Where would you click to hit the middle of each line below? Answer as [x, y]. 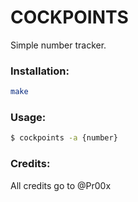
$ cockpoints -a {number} [64, 138]
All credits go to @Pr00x [61, 185]
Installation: [40, 71]
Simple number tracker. [58, 45]
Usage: [28, 118]
